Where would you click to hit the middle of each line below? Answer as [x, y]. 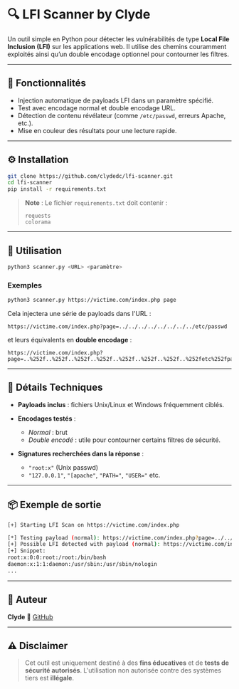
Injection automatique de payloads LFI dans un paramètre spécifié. [116, 100]
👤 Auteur [27, 600]
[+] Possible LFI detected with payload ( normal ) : [84, 545]
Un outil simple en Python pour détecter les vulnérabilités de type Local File [118, 39]
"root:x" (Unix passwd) [63, 467]
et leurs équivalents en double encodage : [70, 340]
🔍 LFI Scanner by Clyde [79, 15]
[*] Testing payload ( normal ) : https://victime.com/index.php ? [103, 538]
